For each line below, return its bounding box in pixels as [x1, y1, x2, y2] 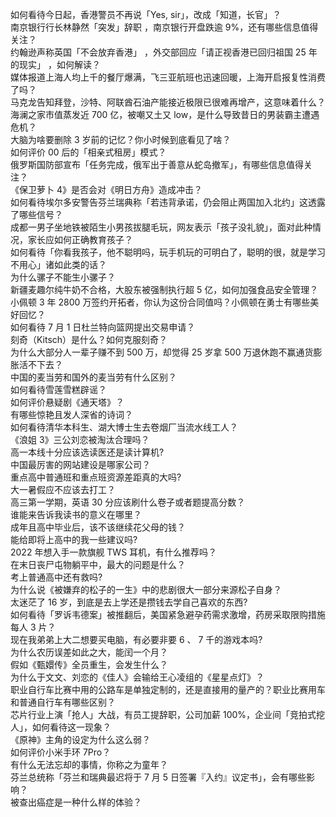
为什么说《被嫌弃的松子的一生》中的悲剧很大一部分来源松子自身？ [10, 584, 282, 595]
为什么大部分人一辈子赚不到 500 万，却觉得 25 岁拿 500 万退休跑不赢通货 [10, 346, 314, 358]
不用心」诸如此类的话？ [10, 259, 107, 270]
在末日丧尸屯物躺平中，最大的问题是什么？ [10, 559, 186, 570]
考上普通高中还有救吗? [10, 571, 103, 583]
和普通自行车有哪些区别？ [10, 696, 116, 708]
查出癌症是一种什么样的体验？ [18, 796, 142, 808]
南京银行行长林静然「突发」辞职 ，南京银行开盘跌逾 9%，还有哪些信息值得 [10, 21, 319, 33]
